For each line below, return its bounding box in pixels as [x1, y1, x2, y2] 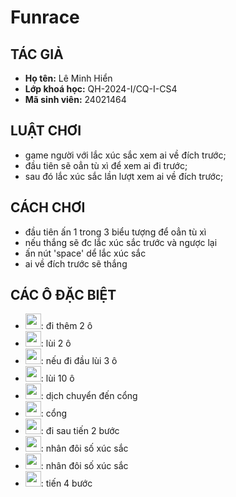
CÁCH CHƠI [10, 199, 86, 216]
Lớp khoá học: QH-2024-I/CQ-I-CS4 [24, 83, 178, 95]
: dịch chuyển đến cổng [40, 390, 138, 402]
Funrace [10, 6, 80, 29]
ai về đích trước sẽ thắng [24, 257, 128, 270]
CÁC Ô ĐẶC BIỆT [10, 287, 117, 304]
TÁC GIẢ [10, 46, 64, 63]
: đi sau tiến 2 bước [40, 425, 120, 437]
